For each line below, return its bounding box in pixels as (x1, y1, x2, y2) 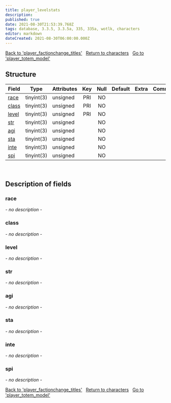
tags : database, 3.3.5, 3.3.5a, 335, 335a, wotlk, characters (5, 27, 140, 32)
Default (111, 85, 130, 92)
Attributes (52, 85, 77, 92)
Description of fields (5, 180, 72, 189)
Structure (5, 70, 37, 79)
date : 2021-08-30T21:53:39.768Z (5, 21, 74, 27)
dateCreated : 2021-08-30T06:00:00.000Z (5, 36, 90, 41)
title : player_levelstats (5, 7, 60, 13)
